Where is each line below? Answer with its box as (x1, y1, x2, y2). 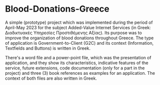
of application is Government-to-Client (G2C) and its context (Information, (5, 40, 154, 46)
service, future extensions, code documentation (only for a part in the (5, 65, 145, 71)
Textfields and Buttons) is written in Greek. (5, 45, 91, 51)
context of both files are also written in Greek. (5, 75, 97, 81)
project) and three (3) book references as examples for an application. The (5, 70, 155, 76)
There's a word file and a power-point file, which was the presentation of (5, 54, 152, 60)
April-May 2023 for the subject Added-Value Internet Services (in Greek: (5, 24, 151, 30)
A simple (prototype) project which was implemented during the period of (5, 19, 153, 25)
